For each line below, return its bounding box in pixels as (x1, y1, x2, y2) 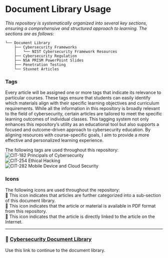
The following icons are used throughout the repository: (5, 186, 120, 193)
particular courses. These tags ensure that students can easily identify (5, 95, 151, 101)
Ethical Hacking (28, 157, 60, 163)
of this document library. (5, 197, 56, 203)
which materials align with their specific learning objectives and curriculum (5, 100, 159, 106)
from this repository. (5, 208, 47, 214)
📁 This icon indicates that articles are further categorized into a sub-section (5, 192, 161, 198)
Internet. (5, 218, 23, 224)
